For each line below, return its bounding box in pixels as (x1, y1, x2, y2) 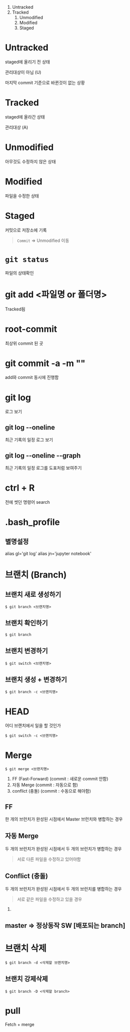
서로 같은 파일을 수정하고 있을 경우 (17, 896, 82, 902)
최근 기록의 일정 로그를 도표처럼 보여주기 (5, 465, 82, 470)
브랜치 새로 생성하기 (5, 590, 61, 599)
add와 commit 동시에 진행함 (5, 375, 59, 380)
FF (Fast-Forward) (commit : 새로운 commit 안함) (12, 776, 109, 782)
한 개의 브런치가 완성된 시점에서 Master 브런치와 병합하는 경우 (5, 816, 123, 822)
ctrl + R (5, 482, 35, 493)
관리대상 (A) (5, 124, 28, 130)
